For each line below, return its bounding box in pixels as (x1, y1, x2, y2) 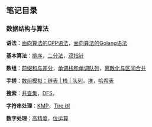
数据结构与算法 (6, 25, 49, 33)
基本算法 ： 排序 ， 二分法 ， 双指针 (6, 52, 84, 59)
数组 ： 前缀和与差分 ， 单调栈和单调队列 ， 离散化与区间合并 (6, 64, 146, 71)
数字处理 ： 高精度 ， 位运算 (6, 115, 69, 122)
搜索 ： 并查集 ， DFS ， (6, 89, 58, 96)
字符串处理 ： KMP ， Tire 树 (6, 102, 70, 109)
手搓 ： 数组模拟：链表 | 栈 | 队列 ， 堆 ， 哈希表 (6, 77, 114, 84)
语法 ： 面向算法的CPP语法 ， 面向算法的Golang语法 (6, 39, 128, 46)
